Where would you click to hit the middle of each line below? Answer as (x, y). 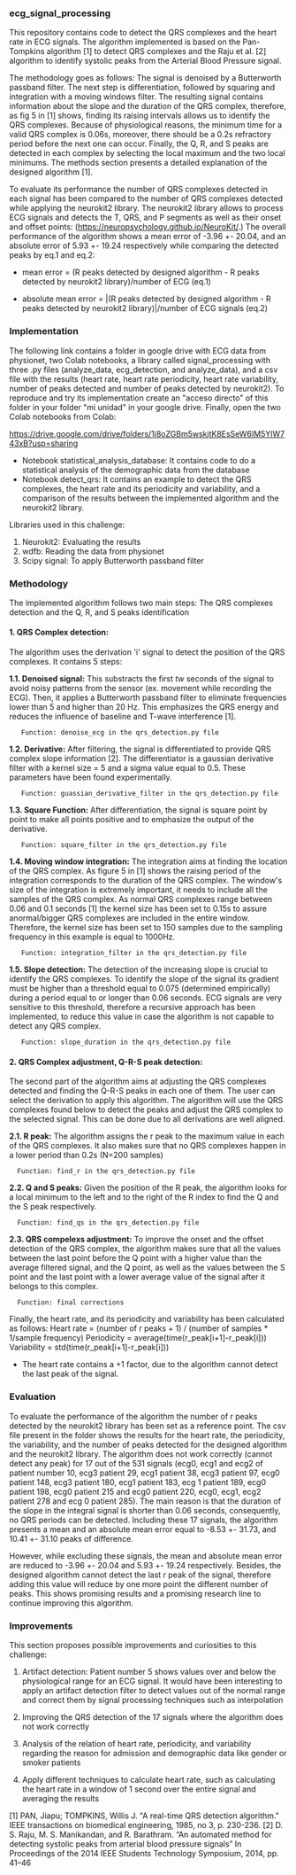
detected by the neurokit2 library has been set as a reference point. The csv (148, 1426)
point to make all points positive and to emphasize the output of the (132, 820)
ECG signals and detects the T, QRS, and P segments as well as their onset (145, 218)
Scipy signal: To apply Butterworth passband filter (113, 560)
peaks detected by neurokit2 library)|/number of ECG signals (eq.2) (144, 308)
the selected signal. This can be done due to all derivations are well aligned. (147, 1119)
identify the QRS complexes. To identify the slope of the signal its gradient (144, 979)
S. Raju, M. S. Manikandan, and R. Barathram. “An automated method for (140, 1834)
